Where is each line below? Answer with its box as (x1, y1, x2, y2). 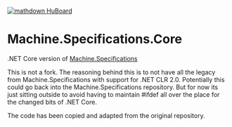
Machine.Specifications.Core (7, 32, 183, 47)
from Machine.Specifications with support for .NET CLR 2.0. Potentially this (7, 75, 225, 83)
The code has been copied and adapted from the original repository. (7, 111, 205, 119)
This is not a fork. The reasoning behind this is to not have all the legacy (7, 67, 216, 76)
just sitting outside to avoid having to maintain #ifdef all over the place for (7, 90, 220, 98)
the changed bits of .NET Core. (7, 98, 97, 106)
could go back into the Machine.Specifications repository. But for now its (7, 83, 219, 91)
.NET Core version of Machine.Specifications (7, 54, 138, 62)
